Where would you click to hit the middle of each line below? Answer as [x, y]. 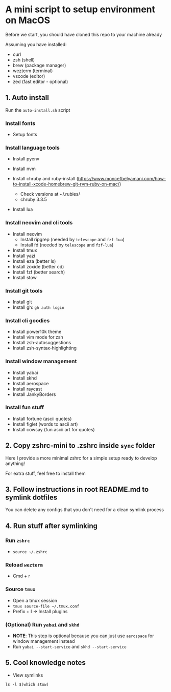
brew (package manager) [39, 65]
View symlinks [28, 675]
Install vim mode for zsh [38, 337]
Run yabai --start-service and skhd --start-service [69, 647]
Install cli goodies [28, 320]
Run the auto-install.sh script [38, 110]
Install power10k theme [37, 332]
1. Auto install [27, 98]
